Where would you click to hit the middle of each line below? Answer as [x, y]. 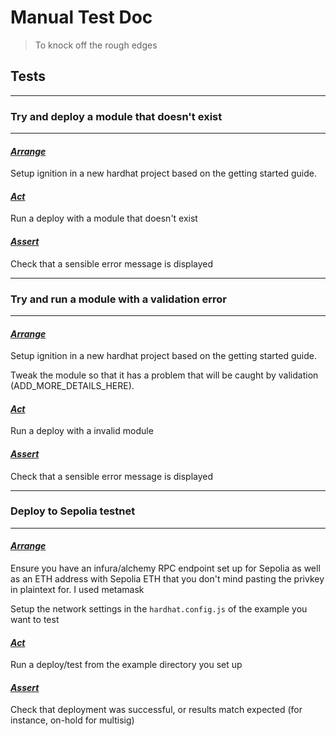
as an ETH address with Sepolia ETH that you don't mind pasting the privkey [167, 579]
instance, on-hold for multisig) [72, 720]
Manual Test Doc [81, 17]
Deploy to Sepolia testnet [73, 511]
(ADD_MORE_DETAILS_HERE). [72, 386]
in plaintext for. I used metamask [77, 590]
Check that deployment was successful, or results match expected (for [156, 710]
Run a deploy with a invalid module [82, 431]
